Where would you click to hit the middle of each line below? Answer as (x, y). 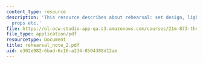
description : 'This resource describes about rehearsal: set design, (96, 17)
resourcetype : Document (36, 40)
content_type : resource (36, 12)
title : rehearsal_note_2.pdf (43, 46)
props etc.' (27, 23)
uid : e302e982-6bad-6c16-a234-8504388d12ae (62, 51)
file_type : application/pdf (42, 34)
